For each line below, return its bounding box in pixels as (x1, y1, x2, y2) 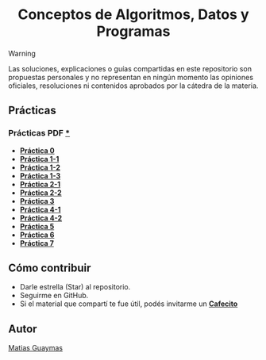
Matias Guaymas (8, 343, 64, 353)
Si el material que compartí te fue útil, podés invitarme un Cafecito (19, 299, 238, 308)
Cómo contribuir (8, 262, 91, 275)
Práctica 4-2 (19, 213, 63, 223)
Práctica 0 (19, 145, 55, 155)
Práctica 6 (19, 230, 55, 239)
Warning (8, 48, 36, 58)
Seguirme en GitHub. (19, 291, 89, 301)
